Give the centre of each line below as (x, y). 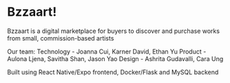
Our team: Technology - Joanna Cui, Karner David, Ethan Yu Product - (107, 51)
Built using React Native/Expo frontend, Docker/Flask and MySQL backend (113, 72)
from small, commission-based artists (61, 38)
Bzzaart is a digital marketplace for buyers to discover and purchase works (114, 31)
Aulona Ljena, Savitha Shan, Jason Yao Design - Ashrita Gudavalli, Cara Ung (115, 58)
